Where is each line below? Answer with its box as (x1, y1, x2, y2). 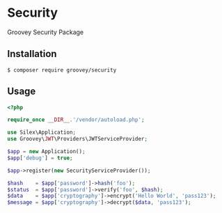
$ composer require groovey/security (7, 66, 117, 74)
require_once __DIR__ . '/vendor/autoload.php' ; (7, 116, 145, 123)
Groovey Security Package (7, 28, 84, 36)
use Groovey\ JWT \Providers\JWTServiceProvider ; (7, 136, 148, 143)
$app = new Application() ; (7, 148, 86, 155)
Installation (7, 48, 57, 60)
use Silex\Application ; (7, 129, 77, 136)
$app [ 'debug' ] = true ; (7, 155, 73, 161)
